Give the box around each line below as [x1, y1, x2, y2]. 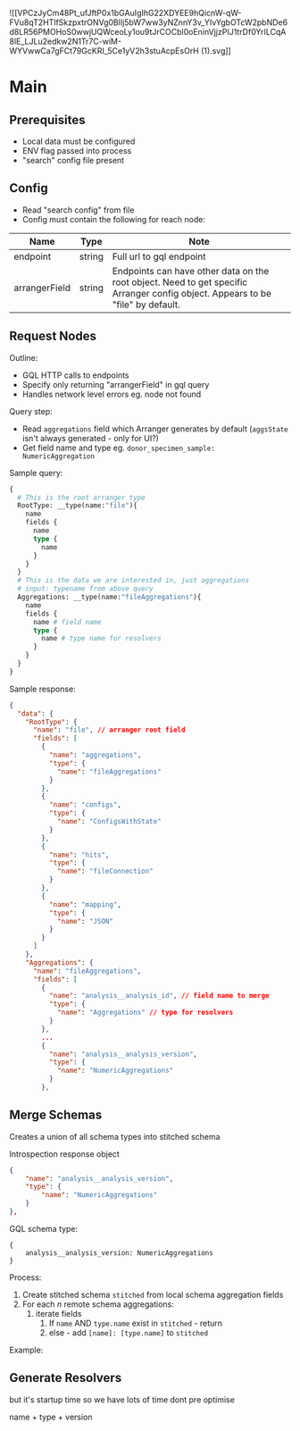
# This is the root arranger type [17, 493, 146, 502]
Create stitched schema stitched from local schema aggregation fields [21, 1289, 284, 1300]
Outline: [9, 352, 38, 363]
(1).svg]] [200, 46, 232, 56]
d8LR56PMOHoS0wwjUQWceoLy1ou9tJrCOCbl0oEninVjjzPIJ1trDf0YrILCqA [9, 27, 287, 37]
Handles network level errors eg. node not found [21, 389, 202, 399]
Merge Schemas [9, 1108, 103, 1123]
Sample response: [9, 683, 76, 694]
